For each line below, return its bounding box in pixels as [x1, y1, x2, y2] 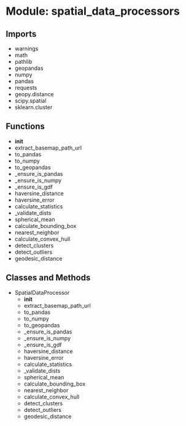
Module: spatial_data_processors [6, 4, 180, 18]
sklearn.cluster [14, 104, 53, 111]
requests [14, 84, 37, 91]
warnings [14, 45, 39, 52]
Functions [6, 121, 45, 132]
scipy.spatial [14, 97, 47, 104]
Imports [6, 29, 37, 39]
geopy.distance [14, 91, 54, 97]
